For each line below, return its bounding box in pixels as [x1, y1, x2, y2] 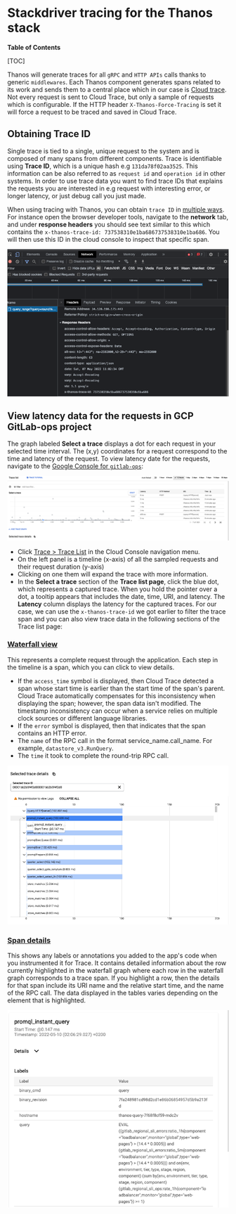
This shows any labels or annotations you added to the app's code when [7, 951, 218, 960]
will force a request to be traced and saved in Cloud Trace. [7, 108, 177, 116]
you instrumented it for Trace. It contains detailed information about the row [7, 959, 227, 967]
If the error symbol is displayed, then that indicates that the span [17, 721, 206, 730]
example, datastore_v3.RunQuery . [17, 744, 114, 752]
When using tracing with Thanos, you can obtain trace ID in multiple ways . [7, 205, 225, 214]
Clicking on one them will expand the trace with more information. [17, 569, 209, 578]
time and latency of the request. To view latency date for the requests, [7, 455, 211, 463]
